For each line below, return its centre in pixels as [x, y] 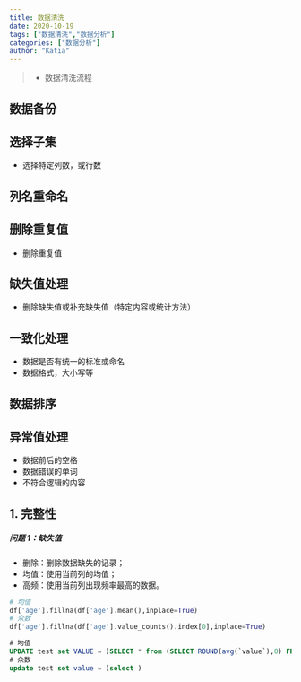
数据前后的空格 [50, 460]
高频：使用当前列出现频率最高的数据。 [93, 585]
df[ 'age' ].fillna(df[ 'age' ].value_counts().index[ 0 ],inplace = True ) [138, 627]
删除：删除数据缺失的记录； [73, 563]
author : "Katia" [39, 51]
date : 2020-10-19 [42, 26]
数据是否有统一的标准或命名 [73, 362]
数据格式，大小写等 [58, 372]
